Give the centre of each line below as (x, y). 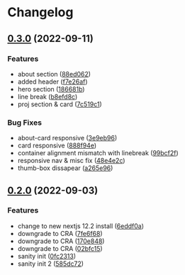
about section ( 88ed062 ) (54, 74)
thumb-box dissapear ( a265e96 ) (65, 168)
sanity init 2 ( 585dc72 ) (50, 264)
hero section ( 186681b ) (51, 89)
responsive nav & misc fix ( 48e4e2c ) (71, 161)
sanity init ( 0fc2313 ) (47, 256)
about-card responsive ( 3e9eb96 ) (67, 138)
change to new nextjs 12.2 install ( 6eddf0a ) (80, 226)
